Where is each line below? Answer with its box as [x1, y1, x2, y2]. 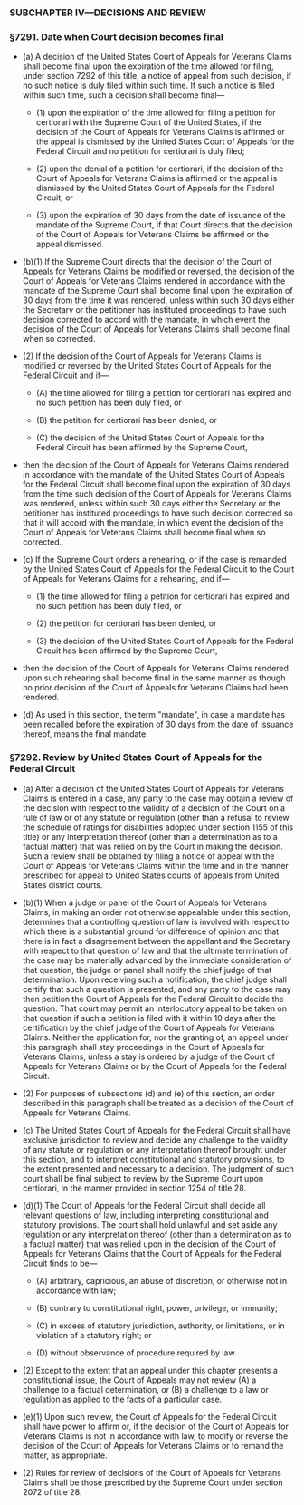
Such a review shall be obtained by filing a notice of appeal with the [22, 850, 275, 862]
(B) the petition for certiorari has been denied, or [35, 415, 217, 426]
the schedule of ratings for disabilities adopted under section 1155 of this [22, 822, 294, 833]
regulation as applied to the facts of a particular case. [22, 1394, 223, 1404]
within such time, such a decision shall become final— [22, 90, 225, 101]
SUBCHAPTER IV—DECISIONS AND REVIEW [9, 6, 206, 19]
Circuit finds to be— [22, 1258, 98, 1269]
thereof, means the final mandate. [22, 728, 149, 739]
